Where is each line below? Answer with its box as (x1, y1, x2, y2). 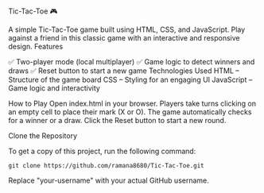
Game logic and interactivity (8, 83, 101, 93)
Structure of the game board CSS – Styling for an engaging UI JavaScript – (8, 75, 253, 84)
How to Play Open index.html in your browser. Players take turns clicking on (8, 98, 257, 108)
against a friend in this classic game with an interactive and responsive (8, 33, 240, 42)
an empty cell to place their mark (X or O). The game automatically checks (8, 107, 252, 117)
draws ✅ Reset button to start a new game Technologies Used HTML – (8, 66, 240, 75)
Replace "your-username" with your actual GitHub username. (8, 176, 209, 185)
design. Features (8, 42, 64, 51)
